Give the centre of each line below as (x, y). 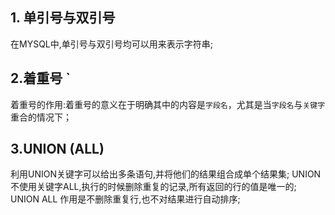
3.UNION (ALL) (57, 149)
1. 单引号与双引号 (63, 18)
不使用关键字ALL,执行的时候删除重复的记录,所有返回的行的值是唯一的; (153, 187)
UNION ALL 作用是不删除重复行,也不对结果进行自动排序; (125, 199)
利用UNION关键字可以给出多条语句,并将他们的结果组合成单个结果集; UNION (166, 174)
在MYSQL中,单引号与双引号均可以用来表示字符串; (112, 44)
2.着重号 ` (40, 78)
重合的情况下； (41, 117)
